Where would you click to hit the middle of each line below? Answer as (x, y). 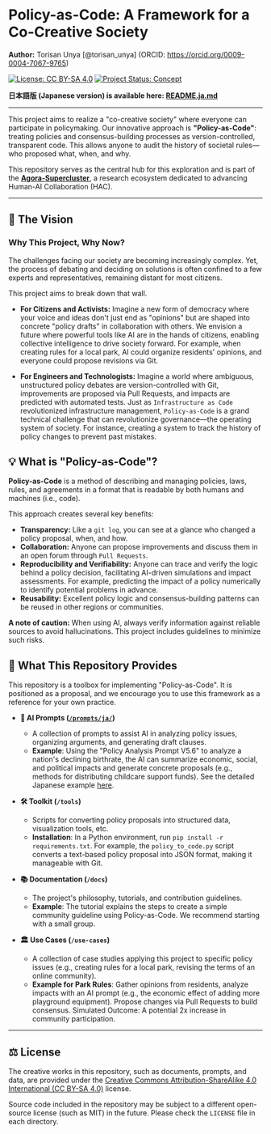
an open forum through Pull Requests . (84, 555)
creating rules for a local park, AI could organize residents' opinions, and (141, 352)
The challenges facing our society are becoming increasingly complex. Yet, (133, 260)
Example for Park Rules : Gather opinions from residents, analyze (140, 984)
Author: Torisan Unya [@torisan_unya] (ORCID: (87, 54)
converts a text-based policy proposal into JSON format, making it (142, 855)
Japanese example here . (73, 785)
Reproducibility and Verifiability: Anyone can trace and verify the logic (139, 564)
